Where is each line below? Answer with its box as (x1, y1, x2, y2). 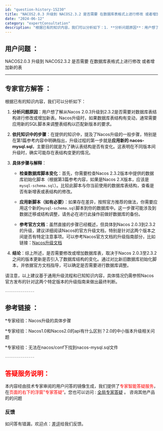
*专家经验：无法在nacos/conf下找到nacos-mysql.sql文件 (5, 344, 118, 350)
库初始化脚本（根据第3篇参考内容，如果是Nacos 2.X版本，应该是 (19, 176, 149, 182)
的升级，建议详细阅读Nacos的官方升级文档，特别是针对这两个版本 (19, 227, 151, 233)
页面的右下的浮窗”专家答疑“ (9, 389, 65, 395)
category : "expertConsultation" (5, 20, 70, 26)
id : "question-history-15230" (5, 7, 66, 12)
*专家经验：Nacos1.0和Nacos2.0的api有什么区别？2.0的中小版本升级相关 (5, 328, 151, 334)
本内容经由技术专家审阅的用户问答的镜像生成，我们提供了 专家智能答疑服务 (5, 383, 154, 389)
